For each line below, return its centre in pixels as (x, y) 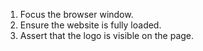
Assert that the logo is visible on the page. (107, 35)
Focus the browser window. (76, 14)
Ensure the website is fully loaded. (90, 25)
